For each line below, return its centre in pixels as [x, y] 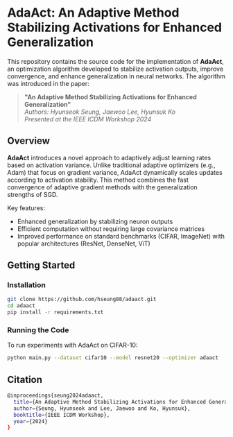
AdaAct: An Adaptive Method [93, 13]
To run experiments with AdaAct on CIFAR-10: [72, 345]
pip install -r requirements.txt [55, 312]
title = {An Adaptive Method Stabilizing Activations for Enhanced [110, 402]
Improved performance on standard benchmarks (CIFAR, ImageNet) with [121, 236]
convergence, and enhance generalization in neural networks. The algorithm [116, 76]
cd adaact [21, 306]
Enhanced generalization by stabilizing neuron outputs [95, 221]
